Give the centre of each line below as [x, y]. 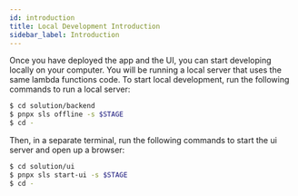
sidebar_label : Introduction [65, 34]
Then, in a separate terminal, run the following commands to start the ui [143, 140]
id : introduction [42, 18]
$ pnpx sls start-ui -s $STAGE [69, 175]
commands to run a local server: [70, 89]
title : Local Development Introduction [85, 26]
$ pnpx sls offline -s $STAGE [67, 114]
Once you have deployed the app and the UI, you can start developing [140, 61]
